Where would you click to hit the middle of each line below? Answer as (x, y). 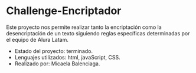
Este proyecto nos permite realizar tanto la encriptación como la (84, 27)
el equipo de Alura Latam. (37, 39)
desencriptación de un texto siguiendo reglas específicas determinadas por (98, 33)
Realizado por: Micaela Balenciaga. (57, 64)
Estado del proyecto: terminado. (54, 51)
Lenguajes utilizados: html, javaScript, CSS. (68, 57)
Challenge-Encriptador (64, 11)
